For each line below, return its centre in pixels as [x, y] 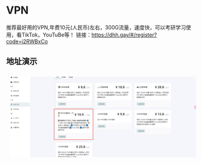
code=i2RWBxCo [27, 41]
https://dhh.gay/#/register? [124, 35]
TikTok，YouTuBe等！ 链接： [57, 35]
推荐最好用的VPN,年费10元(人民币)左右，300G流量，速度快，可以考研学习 [96, 27]
